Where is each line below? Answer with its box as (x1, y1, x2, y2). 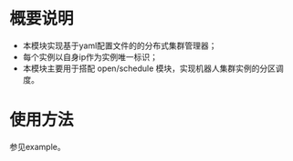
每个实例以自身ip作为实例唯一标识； (22, 51, 158, 62)
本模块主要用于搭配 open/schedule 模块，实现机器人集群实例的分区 (22, 63, 277, 74)
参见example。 (9, 141, 66, 152)
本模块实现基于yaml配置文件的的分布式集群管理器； (22, 40, 217, 51)
